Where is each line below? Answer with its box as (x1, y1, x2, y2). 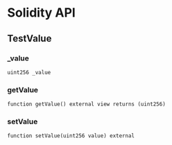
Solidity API (7, 5, 76, 21)
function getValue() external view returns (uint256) (7, 101, 166, 108)
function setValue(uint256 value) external (7, 133, 135, 139)
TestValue (7, 33, 52, 44)
